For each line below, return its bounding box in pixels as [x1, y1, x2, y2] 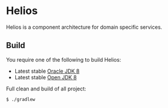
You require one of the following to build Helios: [6, 56, 122, 63]
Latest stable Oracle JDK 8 [14, 67, 80, 75]
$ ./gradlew [6, 96, 35, 102]
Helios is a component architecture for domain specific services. [6, 23, 163, 31]
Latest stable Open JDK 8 [14, 73, 77, 80]
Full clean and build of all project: [6, 85, 86, 92]
